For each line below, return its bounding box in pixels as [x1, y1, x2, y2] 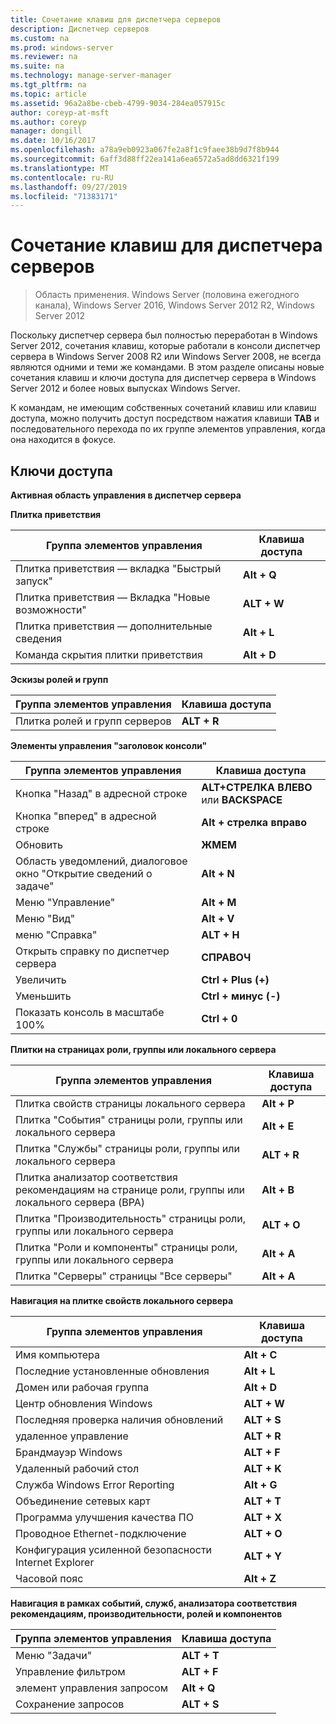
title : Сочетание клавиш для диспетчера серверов [10, 14, 222, 25]
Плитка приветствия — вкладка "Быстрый [15, 562, 222, 575]
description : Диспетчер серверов [10, 24, 150, 34]
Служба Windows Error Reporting [15, 1478, 175, 1491]
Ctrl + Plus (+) [201, 973, 270, 986]
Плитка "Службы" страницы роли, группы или [15, 1142, 240, 1155]
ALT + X [243, 1511, 283, 1524]
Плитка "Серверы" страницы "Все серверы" [15, 1269, 233, 1283]
